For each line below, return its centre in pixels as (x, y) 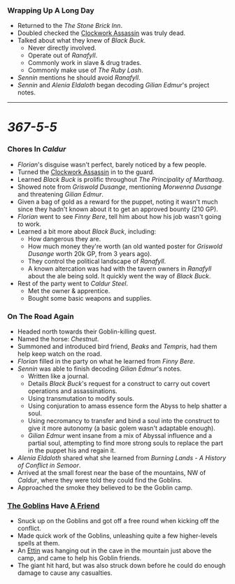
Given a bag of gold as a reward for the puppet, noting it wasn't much (117, 201)
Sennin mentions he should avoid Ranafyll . (79, 78)
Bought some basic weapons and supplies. (90, 298)
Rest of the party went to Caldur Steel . (73, 283)
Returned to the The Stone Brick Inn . (70, 26)
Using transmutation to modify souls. (81, 399)
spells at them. (38, 543)
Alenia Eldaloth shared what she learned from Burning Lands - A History (122, 458)
